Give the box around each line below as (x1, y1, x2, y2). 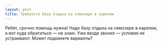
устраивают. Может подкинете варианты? (5, 35, 93, 41)
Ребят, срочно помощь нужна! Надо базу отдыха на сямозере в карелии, (5, 25, 158, 31)
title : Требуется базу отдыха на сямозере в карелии (5, 12, 114, 16)
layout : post (5, 7, 32, 12)
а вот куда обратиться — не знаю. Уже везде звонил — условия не (5, 30, 145, 36)
